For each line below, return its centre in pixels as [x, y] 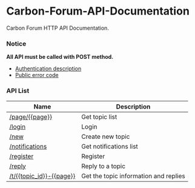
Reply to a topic [104, 166]
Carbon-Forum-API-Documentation [98, 11]
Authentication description [48, 69]
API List [18, 91]
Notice [16, 44]
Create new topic [106, 136]
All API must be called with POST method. [60, 57]
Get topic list [99, 116]
